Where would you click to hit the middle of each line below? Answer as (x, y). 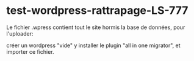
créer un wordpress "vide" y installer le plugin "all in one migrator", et (93, 45)
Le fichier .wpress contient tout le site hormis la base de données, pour (96, 27)
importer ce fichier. (30, 51)
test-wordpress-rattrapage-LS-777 (97, 11)
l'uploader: (20, 33)
